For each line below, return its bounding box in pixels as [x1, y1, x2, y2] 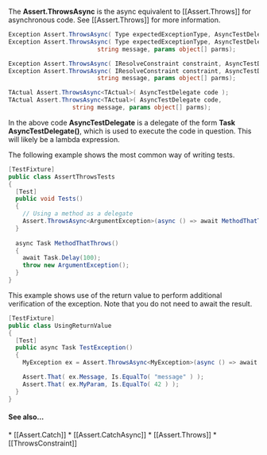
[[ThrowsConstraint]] [8, 438, 78, 448]
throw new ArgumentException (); [22, 261, 130, 269]
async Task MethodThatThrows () [15, 239, 119, 247]
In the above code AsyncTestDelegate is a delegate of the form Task [8, 118, 236, 127]
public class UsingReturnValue [8, 322, 112, 330]
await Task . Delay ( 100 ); [22, 254, 102, 262]
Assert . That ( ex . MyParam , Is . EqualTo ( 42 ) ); [22, 380, 180, 388]
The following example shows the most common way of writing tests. [8, 150, 235, 160]
